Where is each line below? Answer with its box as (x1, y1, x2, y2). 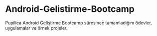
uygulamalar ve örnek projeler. (5, 25, 68, 31)
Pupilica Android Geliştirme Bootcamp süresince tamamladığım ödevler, (5, 20, 152, 26)
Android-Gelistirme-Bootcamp (5, 3, 135, 15)
